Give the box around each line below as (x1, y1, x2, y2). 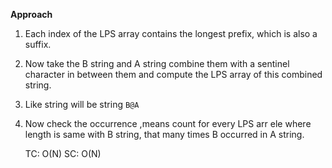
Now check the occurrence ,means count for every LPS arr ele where (24, 118, 312, 129)
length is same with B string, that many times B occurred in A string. (24, 129, 305, 140)
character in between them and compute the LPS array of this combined (24, 69, 323, 80)
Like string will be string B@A (24, 99, 140, 110)
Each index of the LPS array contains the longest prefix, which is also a (24, 28, 318, 39)
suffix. (24, 39, 52, 50)
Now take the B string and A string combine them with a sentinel (24, 58, 290, 69)
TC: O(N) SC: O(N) (24, 148, 102, 159)
